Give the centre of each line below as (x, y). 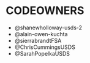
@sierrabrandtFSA (38, 40)
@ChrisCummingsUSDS (45, 47)
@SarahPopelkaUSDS (42, 53)
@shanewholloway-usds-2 (48, 28)
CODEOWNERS (45, 11)
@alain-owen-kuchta (41, 34)
